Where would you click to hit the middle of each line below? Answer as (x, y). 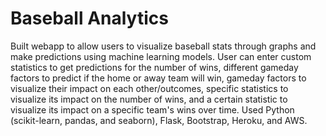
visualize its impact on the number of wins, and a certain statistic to (149, 99)
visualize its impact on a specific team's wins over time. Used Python (152, 109)
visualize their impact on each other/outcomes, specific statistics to (149, 88)
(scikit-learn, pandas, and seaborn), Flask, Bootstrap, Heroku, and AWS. (159, 120)
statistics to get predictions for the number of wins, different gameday (154, 67)
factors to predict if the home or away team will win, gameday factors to (158, 78)
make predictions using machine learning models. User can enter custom (161, 56)
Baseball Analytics (89, 18)
